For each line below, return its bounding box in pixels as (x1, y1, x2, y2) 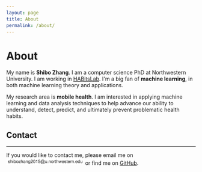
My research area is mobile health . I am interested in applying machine (6, 93, 183, 100)
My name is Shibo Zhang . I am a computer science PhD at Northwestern (6, 69, 186, 76)
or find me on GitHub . (85, 159, 139, 167)
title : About (6, 16, 39, 22)
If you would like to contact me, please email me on (6, 152, 133, 159)
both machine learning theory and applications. (6, 82, 123, 89)
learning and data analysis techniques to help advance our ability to (6, 100, 174, 107)
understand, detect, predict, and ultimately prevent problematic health (6, 106, 180, 114)
